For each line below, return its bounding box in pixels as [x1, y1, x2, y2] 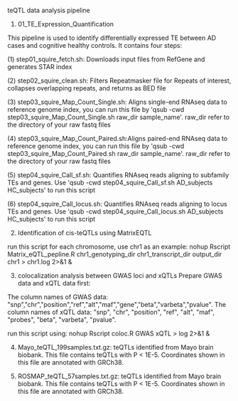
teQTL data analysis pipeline [7, 6, 91, 14]
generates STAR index [7, 63, 72, 71]
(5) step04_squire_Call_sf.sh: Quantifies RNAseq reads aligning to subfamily [7, 171, 229, 179]
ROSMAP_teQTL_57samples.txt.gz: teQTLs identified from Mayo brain [17, 372, 222, 380]
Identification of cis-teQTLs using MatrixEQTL [17, 229, 152, 237]
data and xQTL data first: [17, 279, 91, 287]
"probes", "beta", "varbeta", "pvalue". [7, 316, 117, 323]
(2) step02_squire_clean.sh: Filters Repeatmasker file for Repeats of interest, [7, 76, 232, 85]
